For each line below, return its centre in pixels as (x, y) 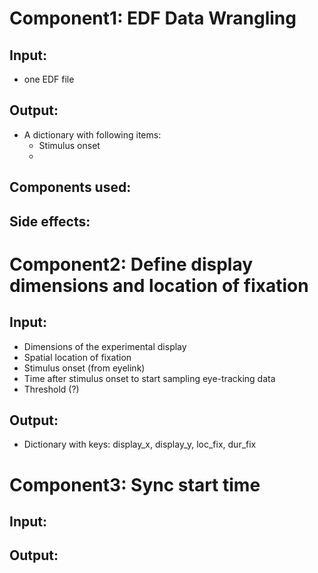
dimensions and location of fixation (159, 285)
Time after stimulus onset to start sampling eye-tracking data (149, 378)
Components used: (70, 187)
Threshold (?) (51, 389)
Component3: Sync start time (135, 484)
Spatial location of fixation (77, 357)
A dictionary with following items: (92, 134)
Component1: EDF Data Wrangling (153, 18)
